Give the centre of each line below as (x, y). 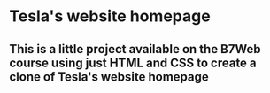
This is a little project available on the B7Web (135, 49)
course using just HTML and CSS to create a (133, 62)
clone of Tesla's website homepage (109, 77)
